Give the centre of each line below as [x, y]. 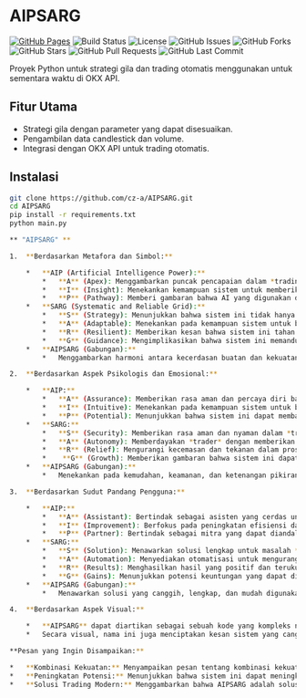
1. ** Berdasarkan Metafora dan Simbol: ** [91, 256]
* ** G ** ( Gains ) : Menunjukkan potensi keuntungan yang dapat [164, 576]
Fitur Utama [44, 107]
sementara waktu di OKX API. [65, 78]
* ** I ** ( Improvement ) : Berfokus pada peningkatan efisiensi [164, 526]
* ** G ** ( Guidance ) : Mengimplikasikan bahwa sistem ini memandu [171, 340]
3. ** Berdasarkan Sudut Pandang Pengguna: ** [97, 492]
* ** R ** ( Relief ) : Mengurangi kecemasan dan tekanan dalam [161, 450]
